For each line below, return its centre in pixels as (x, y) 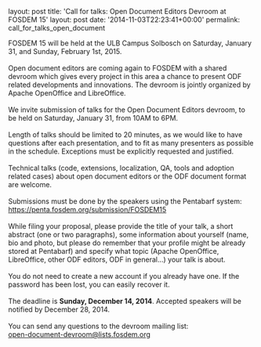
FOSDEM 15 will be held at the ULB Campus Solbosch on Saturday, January (130, 43)
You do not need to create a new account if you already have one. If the (124, 276)
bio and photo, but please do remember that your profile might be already (127, 243)
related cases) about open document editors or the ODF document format (127, 176)
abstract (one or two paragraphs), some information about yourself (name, (129, 235)
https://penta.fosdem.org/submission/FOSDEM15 (87, 210)
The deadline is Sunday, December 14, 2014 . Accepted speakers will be (125, 301)
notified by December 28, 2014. (59, 309)
